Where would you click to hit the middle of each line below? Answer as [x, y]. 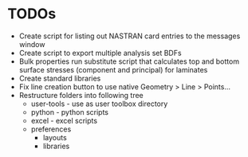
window [32, 44]
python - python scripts [70, 112]
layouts [55, 137]
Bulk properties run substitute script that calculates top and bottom [129, 61]
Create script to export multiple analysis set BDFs [100, 53]
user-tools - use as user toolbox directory [99, 104]
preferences [51, 129]
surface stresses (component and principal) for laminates [113, 69]
